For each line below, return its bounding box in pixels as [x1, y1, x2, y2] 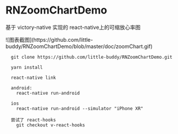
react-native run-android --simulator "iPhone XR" [16, 105, 144, 112]
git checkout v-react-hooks [16, 122, 85, 128]
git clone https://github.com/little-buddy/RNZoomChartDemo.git [11, 54, 173, 60]
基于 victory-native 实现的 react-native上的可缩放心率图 [5, 24, 141, 31]
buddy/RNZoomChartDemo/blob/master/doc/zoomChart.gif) [5, 42, 153, 50]
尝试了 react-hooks [11, 117, 56, 123]
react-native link [11, 75, 57, 81]
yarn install [11, 64, 43, 71]
